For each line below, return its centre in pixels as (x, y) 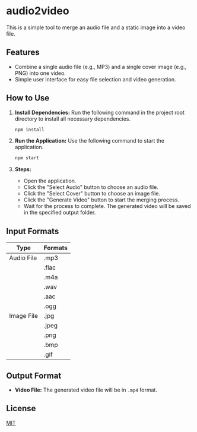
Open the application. (50, 181)
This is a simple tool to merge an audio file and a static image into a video (96, 27)
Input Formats (33, 231)
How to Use (28, 98)
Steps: (23, 169)
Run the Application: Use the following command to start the (90, 141)
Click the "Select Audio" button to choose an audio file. (91, 187)
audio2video (38, 11)
